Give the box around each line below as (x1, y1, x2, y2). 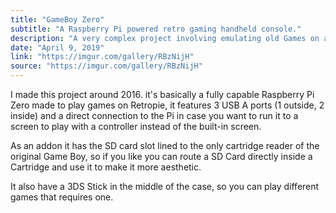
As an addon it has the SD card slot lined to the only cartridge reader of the (10, 140, 320, 151)
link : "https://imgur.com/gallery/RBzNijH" (10, 52, 195, 62)
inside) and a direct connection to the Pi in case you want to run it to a (10, 110, 299, 121)
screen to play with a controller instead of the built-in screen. (10, 121, 262, 132)
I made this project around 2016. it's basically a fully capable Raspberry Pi (10, 89, 315, 100)
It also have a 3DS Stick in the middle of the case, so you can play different (10, 181, 320, 192)
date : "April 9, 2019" (10, 42, 105, 53)
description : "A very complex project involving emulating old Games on (10, 33, 320, 43)
